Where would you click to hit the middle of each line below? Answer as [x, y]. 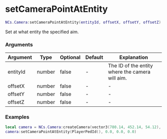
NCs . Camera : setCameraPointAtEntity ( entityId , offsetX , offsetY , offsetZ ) [83, 22]
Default [94, 57]
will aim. [118, 78]
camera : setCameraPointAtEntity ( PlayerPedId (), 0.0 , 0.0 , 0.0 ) [71, 132]
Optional [70, 57]
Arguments [19, 45]
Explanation [133, 57]
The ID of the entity [130, 66]
